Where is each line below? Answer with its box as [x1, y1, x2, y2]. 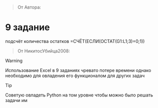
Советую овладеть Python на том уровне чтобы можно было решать [5, 92, 153, 98]
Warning [5, 57, 23, 63]
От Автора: [17, 4, 41, 10]
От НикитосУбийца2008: [17, 47, 70, 54]
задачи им [5, 97, 28, 103]
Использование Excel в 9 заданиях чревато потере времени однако [5, 67, 151, 73]
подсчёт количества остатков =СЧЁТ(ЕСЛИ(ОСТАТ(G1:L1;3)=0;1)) [5, 38, 145, 44]
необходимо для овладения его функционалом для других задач [5, 72, 145, 78]
